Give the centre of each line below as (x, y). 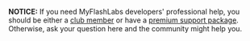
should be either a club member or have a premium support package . (124, 20)
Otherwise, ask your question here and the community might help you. (125, 29)
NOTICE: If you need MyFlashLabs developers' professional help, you (124, 12)
